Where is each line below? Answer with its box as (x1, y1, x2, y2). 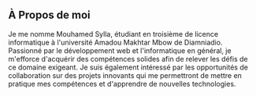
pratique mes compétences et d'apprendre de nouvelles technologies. (8, 79, 236, 88)
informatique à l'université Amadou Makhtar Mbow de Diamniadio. (8, 37, 223, 47)
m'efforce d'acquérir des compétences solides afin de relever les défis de (8, 54, 248, 63)
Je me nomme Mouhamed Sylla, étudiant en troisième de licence (8, 29, 219, 38)
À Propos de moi (8, 9, 91, 22)
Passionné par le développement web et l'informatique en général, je (8, 45, 232, 55)
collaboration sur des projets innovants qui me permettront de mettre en (8, 70, 243, 80)
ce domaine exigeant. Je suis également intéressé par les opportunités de (8, 62, 248, 72)
